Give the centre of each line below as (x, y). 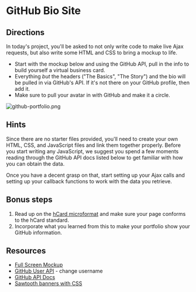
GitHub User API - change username (59, 271)
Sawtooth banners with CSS (48, 284)
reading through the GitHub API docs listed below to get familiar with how (94, 157)
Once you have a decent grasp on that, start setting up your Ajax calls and (96, 175)
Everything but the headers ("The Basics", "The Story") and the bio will (100, 76)
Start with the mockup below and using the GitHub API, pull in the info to (102, 64)
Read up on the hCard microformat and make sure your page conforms (100, 214)
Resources (26, 251)
